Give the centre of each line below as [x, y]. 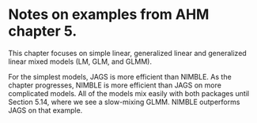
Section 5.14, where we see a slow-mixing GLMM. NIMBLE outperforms [124, 102]
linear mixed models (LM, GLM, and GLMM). [80, 61]
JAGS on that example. [45, 110]
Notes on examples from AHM [109, 15]
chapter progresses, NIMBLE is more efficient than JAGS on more [115, 85]
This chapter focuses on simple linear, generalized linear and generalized [127, 53]
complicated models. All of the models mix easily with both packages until [129, 93]
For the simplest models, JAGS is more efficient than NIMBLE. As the [120, 76]
